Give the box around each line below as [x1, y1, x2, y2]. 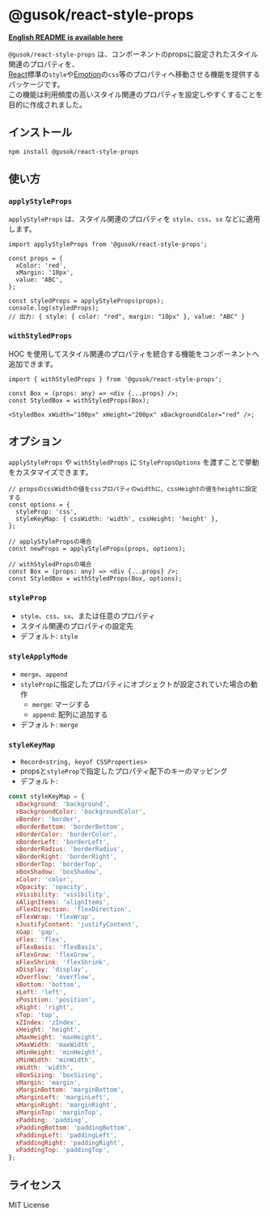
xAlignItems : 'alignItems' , [15, 898, 111, 906]
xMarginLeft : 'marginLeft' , [15, 1094, 111, 1102]
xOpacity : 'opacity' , [15, 883, 89, 891]
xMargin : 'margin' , [15, 1078, 82, 1087]
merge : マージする [32, 700, 91, 710]
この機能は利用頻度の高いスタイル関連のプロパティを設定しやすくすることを [8, 89, 264, 99]
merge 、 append [19, 669, 68, 679]
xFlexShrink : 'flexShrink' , [15, 958, 111, 966]
